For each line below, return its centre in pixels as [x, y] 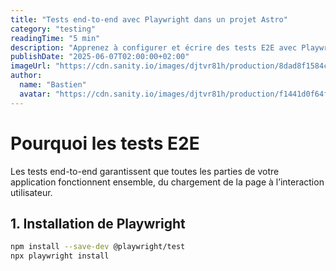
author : [26, 76]
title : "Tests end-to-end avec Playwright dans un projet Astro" [149, 19]
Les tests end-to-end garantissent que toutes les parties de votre [145, 171]
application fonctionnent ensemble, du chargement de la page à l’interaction [167, 182]
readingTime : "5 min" [55, 38]
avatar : [35, 94]
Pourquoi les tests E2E [105, 143]
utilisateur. [31, 192]
